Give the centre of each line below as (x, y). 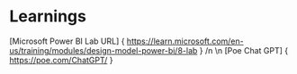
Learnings (48, 16)
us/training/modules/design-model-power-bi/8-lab (103, 50)
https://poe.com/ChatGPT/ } (61, 60)
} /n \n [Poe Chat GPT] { (244, 50)
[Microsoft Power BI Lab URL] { (67, 41)
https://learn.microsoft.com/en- (185, 41)
